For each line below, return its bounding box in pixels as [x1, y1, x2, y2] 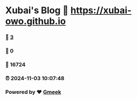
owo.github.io [5, 15, 66, 27]
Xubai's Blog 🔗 [5, 5, 69, 16]
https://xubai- [71, 5, 132, 16]
